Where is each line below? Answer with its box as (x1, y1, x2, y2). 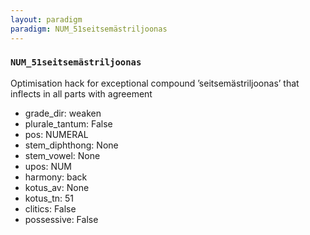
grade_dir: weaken (24, 107, 102, 119)
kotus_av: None (24, 181, 90, 193)
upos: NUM (24, 160, 73, 172)
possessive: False (24, 213, 99, 225)
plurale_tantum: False (24, 117, 113, 130)
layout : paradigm (10, 14, 83, 25)
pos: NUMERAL (24, 128, 89, 140)
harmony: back (24, 171, 88, 183)
